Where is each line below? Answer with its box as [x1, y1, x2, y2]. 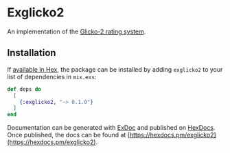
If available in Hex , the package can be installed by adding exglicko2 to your [7, 65, 223, 73]
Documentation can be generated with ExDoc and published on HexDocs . [7, 124, 216, 132]
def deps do [7, 85, 41, 93]
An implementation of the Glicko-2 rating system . [7, 27, 146, 36]
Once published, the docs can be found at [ [7, 131, 130, 139]
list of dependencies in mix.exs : [7, 72, 97, 81]
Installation [7, 47, 56, 59]
